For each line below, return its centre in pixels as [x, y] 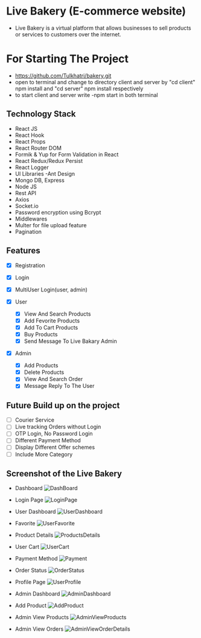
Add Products [41, 365]
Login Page [29, 500]
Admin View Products [42, 617]
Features [23, 251]
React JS [26, 128]
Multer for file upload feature [51, 225]
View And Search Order [53, 379]
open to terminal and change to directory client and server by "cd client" [105, 82]
